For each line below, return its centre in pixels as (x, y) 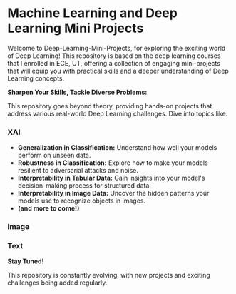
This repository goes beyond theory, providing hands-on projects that (110, 106)
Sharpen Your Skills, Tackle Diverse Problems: (77, 92)
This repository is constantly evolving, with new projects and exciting (109, 275)
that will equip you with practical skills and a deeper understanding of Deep (118, 71)
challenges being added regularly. (57, 283)
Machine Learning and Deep (93, 13)
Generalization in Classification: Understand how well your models (117, 148)
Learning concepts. (36, 78)
